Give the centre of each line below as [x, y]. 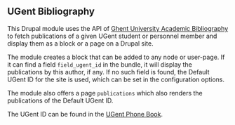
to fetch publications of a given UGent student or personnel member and [112, 36]
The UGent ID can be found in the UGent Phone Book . [85, 114]
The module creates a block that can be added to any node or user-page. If [116, 57]
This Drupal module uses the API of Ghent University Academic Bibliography [118, 28]
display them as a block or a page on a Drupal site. [80, 43]
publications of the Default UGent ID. [60, 100]
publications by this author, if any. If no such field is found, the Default [108, 72]
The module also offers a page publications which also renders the [105, 93]
